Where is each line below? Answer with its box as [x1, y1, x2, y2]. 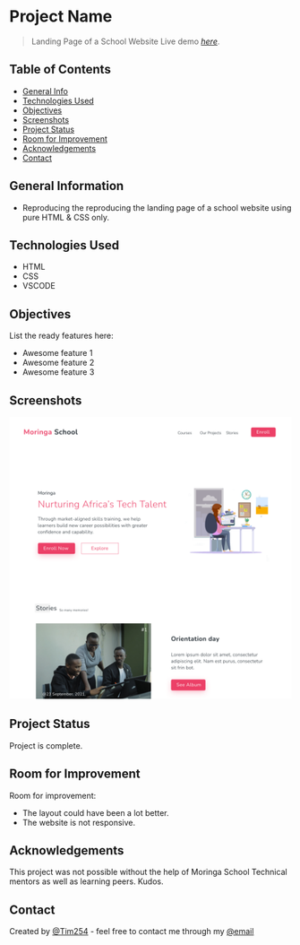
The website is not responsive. [21, 817, 136, 828]
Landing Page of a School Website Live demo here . [30, 36, 220, 47]
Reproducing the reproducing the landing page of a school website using [21, 202, 292, 212]
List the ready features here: [9, 330, 114, 342]
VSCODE [21, 281, 56, 291]
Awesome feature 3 [21, 367, 95, 377]
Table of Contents [9, 62, 112, 77]
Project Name [9, 6, 113, 27]
